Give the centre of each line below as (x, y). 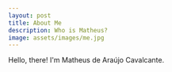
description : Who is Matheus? (58, 30)
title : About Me (35, 23)
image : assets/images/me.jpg (56, 38)
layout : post (30, 15)
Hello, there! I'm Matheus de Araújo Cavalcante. (86, 60)
